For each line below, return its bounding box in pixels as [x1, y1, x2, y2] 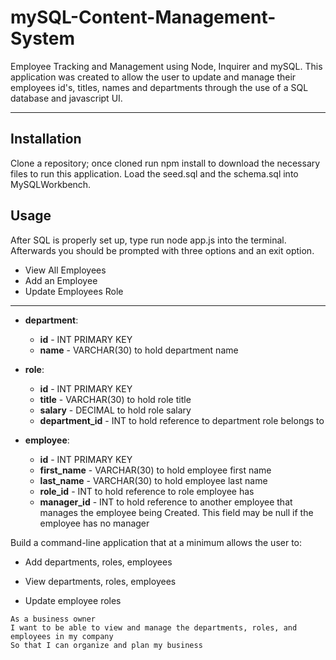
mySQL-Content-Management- [10, 6, 277, 29]
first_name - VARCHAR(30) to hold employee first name [39, 464, 272, 476]
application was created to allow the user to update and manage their [10, 71, 297, 83]
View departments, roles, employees [24, 575, 177, 587]
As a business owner [10, 614, 97, 624]
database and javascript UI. [10, 92, 123, 104]
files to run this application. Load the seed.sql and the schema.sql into [10, 167, 299, 180]
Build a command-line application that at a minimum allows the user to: [10, 536, 303, 548]
